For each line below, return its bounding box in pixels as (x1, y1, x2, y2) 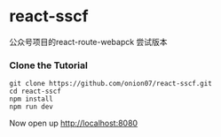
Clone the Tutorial (9, 59, 89, 72)
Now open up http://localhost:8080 (9, 118, 138, 129)
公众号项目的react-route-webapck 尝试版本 (9, 36, 168, 47)
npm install (9, 95, 53, 103)
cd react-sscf (9, 87, 62, 96)
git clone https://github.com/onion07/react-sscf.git (9, 80, 213, 88)
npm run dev (9, 103, 53, 111)
